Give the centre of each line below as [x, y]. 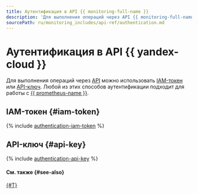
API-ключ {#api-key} [46, 144]
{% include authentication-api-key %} [52, 158]
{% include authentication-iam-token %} [55, 126]
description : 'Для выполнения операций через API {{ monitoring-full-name [100, 17]
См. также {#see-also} [35, 172]
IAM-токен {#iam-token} [53, 112]
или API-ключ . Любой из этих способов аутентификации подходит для [95, 87]
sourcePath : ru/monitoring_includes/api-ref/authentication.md [85, 22]
